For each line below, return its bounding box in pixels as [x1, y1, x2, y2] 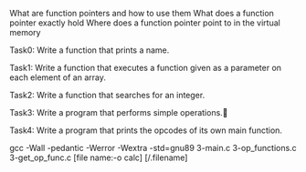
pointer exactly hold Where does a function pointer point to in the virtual [9, 17, 280, 28]
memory [9, 27, 41, 37]
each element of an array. [9, 72, 107, 83]
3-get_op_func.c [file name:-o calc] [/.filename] [9, 152, 188, 163]
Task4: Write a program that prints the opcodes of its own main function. [9, 125, 283, 136]
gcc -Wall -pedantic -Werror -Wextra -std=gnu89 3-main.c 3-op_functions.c [9, 143, 297, 153]
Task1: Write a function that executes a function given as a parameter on [9, 63, 281, 73]
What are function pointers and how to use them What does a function [9, 8, 274, 18]
